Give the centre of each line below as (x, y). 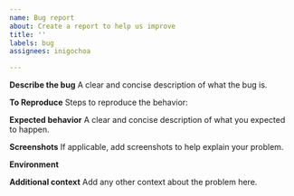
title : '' (28, 34)
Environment (34, 164)
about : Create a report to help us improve (93, 26)
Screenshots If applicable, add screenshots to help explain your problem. (147, 147)
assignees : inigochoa (50, 51)
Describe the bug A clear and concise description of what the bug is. (138, 85)
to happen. (29, 130)
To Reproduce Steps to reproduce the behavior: (99, 103)
